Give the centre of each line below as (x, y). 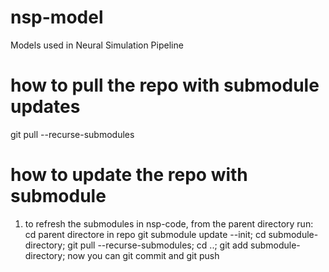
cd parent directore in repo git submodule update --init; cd (145, 234)
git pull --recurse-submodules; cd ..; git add (158, 245)
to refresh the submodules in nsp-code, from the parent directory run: (169, 223)
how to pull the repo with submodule (165, 85)
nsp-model (57, 17)
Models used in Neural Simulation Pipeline (97, 45)
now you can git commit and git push (143, 255)
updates (45, 107)
